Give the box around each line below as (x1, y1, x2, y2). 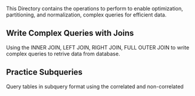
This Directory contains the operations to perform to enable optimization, (6, 5, 184, 12)
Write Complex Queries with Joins (6, 28, 134, 38)
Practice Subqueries (6, 67, 83, 77)
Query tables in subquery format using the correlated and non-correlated (6, 82, 184, 90)
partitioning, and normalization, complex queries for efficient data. (6, 11, 167, 18)
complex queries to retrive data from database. (6, 50, 121, 57)
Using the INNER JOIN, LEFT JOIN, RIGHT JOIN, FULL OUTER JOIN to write (6, 44, 190, 51)
